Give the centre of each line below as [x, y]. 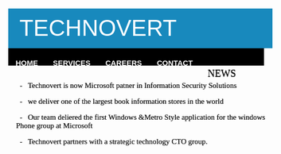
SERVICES [72, 63]
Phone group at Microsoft [54, 126]
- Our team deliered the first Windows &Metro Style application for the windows [142, 117]
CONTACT [175, 63]
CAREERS [124, 63]
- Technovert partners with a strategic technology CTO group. [113, 142]
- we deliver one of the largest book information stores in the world [121, 102]
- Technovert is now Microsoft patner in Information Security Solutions [128, 86]
